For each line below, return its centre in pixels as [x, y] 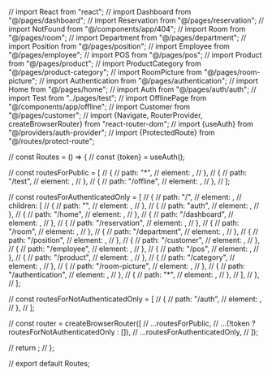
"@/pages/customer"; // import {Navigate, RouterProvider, [106, 115]
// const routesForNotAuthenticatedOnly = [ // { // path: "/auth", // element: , [135, 299]
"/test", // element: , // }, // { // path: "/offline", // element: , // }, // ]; [119, 181]
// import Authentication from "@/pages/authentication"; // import [149, 81]
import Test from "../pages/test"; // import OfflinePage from [108, 98]
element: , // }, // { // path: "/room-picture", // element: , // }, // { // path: [127, 266]
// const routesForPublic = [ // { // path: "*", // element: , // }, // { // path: [128, 173]
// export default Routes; [50, 363]
